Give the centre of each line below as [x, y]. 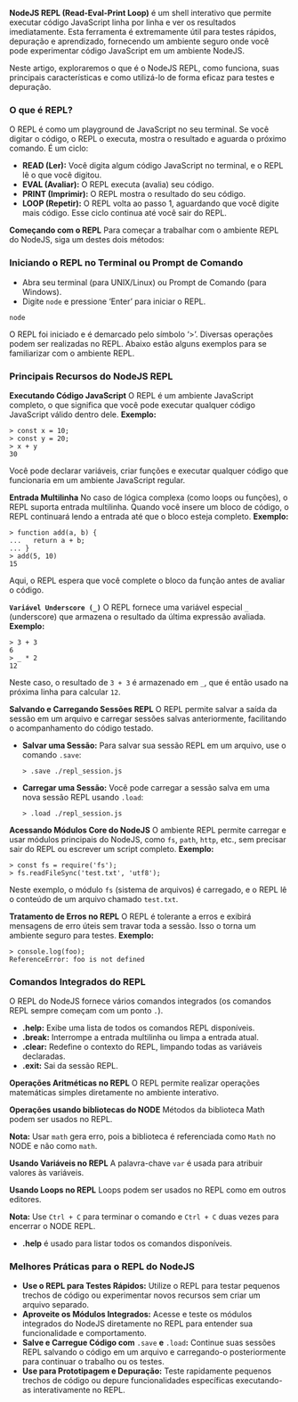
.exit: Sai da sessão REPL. [70, 1066]
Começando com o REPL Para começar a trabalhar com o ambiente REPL [144, 230]
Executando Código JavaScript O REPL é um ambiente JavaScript [131, 395]
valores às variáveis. [47, 1173]
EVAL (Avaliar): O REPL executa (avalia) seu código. [118, 184]
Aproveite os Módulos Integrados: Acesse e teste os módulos [137, 1315]
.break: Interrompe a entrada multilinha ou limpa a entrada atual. [141, 1037]
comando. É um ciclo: [49, 148]
